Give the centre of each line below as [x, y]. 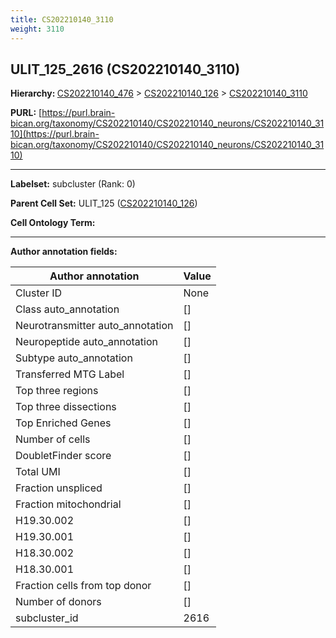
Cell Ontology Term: [53, 223]
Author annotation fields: [64, 252]
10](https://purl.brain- [55, 134]
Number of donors [58, 602]
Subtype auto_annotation [74, 358]
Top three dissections [66, 407]
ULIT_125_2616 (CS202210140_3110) [125, 69]
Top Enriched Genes [63, 423]
